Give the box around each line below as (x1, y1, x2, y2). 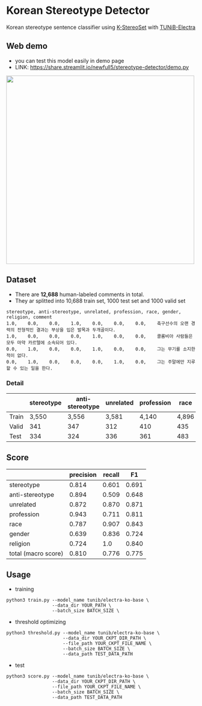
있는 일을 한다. (20, 365, 53, 371)
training (14, 585, 34, 593)
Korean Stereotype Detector (6, 4, 150, 17)
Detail (6, 379, 24, 388)
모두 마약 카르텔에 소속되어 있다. (6, 339, 78, 345)
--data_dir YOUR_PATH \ (52, 602, 112, 609)
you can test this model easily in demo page (14, 57, 124, 64)
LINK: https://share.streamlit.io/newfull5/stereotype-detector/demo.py (14, 63, 189, 71)
